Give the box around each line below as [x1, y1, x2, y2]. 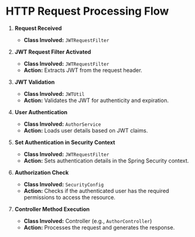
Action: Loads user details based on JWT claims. [23, 126, 148, 134]
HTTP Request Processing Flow [6, 4, 169, 18]
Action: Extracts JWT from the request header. [23, 66, 142, 74]
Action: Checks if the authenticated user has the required [23, 187, 169, 194]
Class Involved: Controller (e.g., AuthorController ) [23, 217, 152, 224]
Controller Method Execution [14, 205, 90, 213]
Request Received [14, 24, 62, 32]
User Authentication [14, 108, 68, 115]
